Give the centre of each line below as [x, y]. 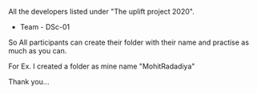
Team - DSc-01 [45, 27]
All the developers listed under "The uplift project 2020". [101, 12]
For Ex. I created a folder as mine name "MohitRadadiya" [102, 66]
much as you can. [38, 51]
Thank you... [29, 82]
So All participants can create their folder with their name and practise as [129, 42]
